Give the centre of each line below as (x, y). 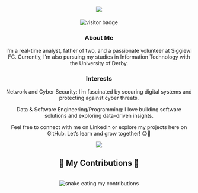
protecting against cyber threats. (99, 98)
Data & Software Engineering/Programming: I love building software (99, 109)
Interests (99, 79)
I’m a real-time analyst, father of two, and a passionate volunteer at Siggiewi (99, 51)
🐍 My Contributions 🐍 (99, 163)
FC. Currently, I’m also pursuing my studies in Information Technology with (99, 57)
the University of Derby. (99, 63)
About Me (99, 37)
